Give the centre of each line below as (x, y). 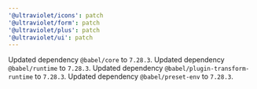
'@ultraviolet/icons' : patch (56, 15)
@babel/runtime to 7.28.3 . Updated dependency (86, 69)
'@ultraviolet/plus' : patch (54, 30)
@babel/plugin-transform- (207, 69)
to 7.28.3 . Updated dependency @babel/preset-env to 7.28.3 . (134, 76)
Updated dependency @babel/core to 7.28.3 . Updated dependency (117, 60)
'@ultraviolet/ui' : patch (50, 37)
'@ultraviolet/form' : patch (54, 23)
